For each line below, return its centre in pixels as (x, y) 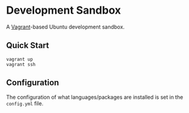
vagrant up (20, 59)
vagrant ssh (21, 64)
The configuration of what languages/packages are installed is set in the (94, 97)
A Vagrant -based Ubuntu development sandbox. (65, 27)
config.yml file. (25, 103)
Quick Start (28, 45)
